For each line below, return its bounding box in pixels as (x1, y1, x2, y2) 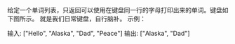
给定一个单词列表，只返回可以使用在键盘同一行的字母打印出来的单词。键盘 (7, 6, 222, 14)
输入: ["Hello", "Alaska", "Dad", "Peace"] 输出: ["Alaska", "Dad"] (7, 30, 191, 37)
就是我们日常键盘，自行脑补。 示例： (39, 14, 146, 23)
